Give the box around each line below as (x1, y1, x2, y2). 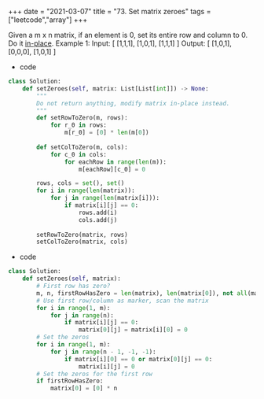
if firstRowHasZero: (36, 377, 104, 385)
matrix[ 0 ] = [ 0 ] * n (49, 385, 118, 393)
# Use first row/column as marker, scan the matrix (36, 297, 210, 305)
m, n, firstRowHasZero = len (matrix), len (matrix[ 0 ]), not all (36, 289, 247, 297)
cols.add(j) (78, 216, 118, 224)
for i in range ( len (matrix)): (36, 187, 135, 195)
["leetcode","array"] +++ (8, 15, 88, 24)
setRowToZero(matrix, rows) (36, 231, 128, 238)
